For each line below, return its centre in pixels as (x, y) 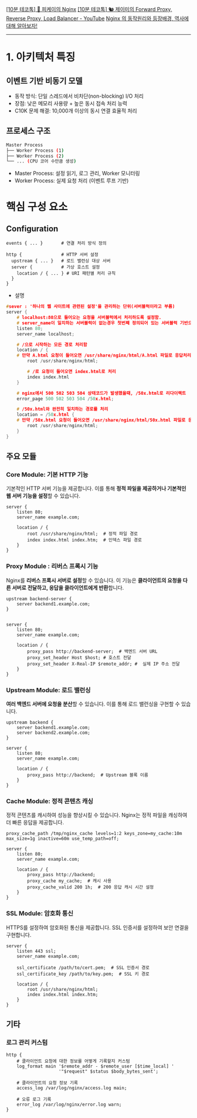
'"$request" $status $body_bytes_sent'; (108, 1072)
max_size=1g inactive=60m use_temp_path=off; (62, 839)
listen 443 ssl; (37, 951)
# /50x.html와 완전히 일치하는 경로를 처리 (62, 409)
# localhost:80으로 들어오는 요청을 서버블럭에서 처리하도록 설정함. (89, 318)
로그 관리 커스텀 (27, 1042)
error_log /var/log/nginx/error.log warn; (69, 1105)
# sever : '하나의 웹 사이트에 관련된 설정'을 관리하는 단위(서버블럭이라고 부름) (91, 307)
